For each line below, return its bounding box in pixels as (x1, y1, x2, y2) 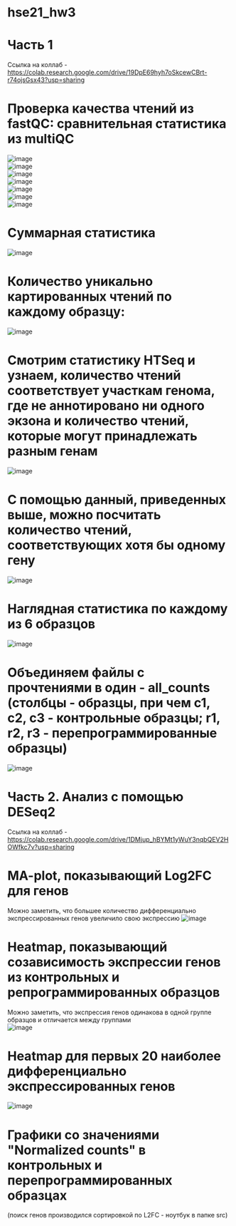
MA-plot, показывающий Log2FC (7, 867, 212, 884)
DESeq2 (7, 803, 55, 820)
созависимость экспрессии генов (7, 954, 221, 970)
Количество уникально (7, 274, 154, 289)
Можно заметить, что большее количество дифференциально (7, 906, 197, 915)
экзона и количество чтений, (7, 413, 189, 429)
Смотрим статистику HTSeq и (7, 352, 195, 369)
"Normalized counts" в (7, 1142, 146, 1158)
